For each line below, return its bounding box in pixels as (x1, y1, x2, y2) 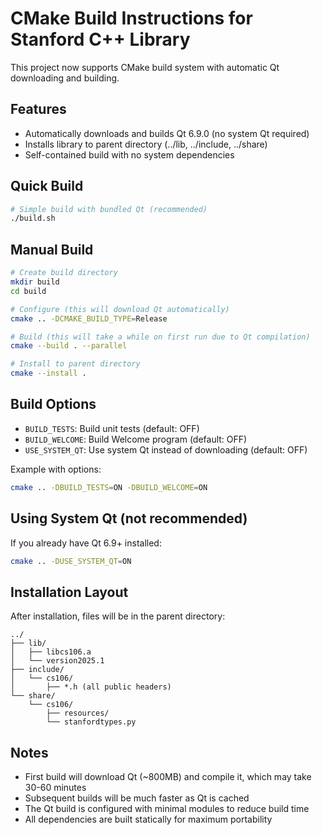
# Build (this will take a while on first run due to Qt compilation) (10, 332, 311, 342)
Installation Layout (10, 583, 129, 601)
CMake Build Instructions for (10, 7, 253, 30)
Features (10, 101, 67, 118)
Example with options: (10, 463, 102, 475)
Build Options (10, 396, 97, 413)
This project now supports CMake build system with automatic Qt (10, 61, 280, 73)
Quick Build (10, 178, 84, 195)
